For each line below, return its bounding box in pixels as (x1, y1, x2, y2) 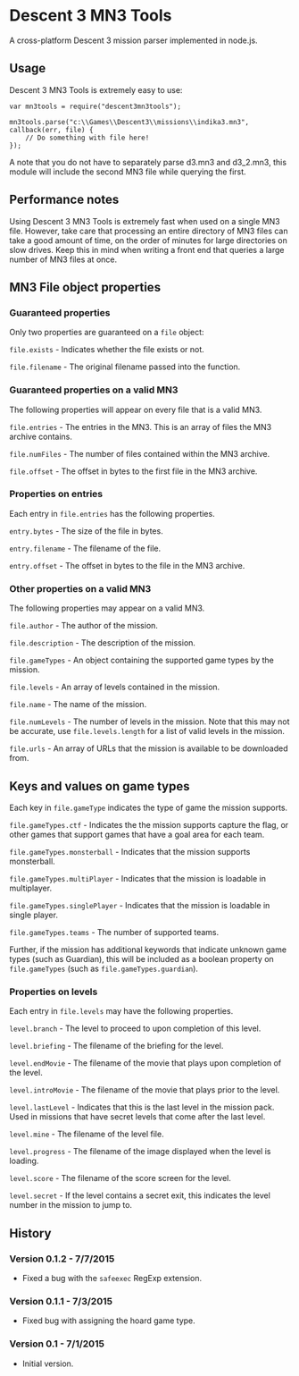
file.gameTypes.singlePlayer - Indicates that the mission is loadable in (9, 899, 270, 910)
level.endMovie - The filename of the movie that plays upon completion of (9, 1058, 282, 1068)
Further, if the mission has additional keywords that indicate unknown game (9, 944, 287, 955)
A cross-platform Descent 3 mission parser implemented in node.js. (9, 35, 258, 46)
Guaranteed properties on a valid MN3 (9, 384, 179, 396)
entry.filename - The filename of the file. (9, 543, 162, 553)
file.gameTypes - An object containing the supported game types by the (9, 654, 274, 666)
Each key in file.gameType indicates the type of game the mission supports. (9, 802, 288, 813)
